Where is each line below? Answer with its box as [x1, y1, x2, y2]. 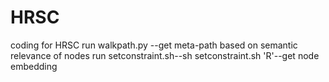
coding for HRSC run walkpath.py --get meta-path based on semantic [10, 39, 298, 51]
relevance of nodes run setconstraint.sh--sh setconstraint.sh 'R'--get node [10, 49, 320, 61]
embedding [10, 60, 58, 72]
